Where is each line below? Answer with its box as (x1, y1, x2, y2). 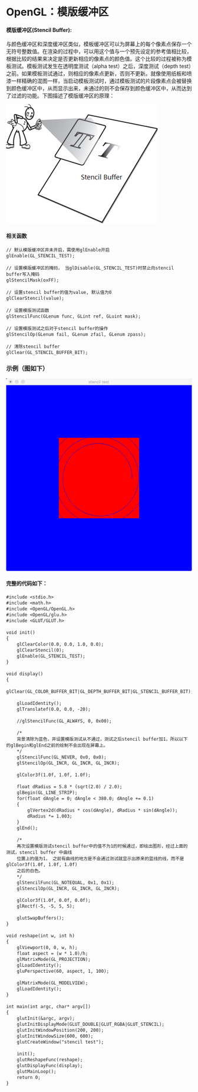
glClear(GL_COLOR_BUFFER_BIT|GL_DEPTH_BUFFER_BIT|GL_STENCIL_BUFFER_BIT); (6, 688, 194, 694)
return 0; (16, 1074, 41, 1080)
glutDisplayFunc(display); (16, 1062, 83, 1068)
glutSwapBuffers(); (16, 915, 65, 921)
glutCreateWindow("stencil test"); (16, 1039, 104, 1045)
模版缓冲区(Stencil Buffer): (6, 26, 72, 33)
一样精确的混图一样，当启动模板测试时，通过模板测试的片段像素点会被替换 (11, 77, 192, 84)
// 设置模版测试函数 (6, 308, 49, 313)
